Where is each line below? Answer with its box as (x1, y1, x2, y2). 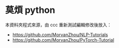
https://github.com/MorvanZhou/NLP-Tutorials (12, 32, 108, 38)
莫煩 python (5, 4, 55, 16)
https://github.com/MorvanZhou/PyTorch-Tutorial (12, 37, 114, 43)
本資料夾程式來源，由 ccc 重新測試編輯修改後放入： (5, 22, 111, 28)
